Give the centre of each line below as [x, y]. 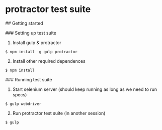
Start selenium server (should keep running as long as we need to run [85, 89]
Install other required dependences [49, 61]
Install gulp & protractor [37, 42]
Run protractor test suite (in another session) [59, 113]
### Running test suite [29, 79]
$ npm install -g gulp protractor [42, 52]
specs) [20, 94]
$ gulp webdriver [23, 104]
